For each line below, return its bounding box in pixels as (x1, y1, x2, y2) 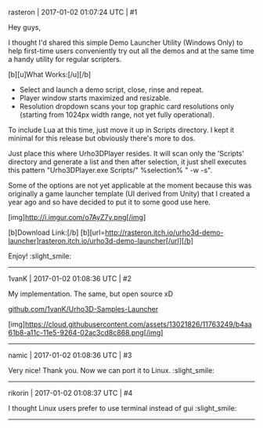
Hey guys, (8, 23, 41, 31)
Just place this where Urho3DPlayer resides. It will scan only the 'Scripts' (8, 149, 245, 158)
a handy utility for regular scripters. (8, 55, 122, 64)
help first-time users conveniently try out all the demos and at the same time (8, 46, 254, 55)
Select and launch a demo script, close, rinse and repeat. (19, 85, 204, 94)
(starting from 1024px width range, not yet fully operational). (19, 110, 215, 119)
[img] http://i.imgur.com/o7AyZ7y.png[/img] (8, 213, 146, 221)
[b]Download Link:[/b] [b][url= (8, 228, 106, 237)
